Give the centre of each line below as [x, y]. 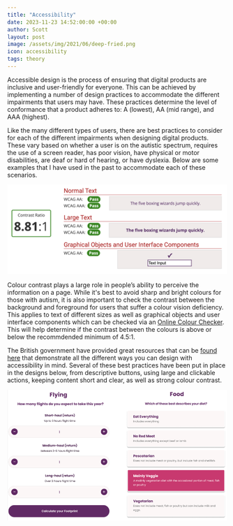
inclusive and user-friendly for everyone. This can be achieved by [102, 87]
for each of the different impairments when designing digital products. [108, 138]
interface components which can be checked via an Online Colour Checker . [116, 322]
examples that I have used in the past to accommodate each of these [106, 167]
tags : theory [26, 59]
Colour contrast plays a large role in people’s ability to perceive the [103, 285]
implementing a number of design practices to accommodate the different [113, 94]
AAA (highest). [29, 117]
